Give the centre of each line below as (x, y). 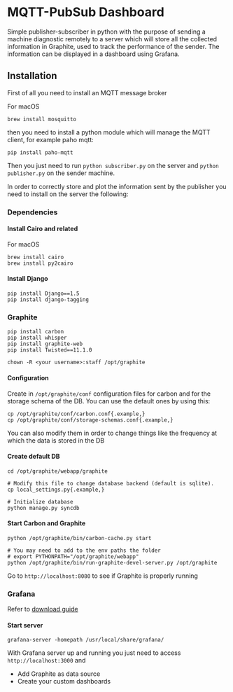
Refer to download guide (43, 609)
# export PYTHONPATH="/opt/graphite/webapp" (73, 556)
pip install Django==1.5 (43, 294)
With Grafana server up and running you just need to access (94, 653)
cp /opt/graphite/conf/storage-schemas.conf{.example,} (90, 420)
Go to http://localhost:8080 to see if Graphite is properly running (103, 576)
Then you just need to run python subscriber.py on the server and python (113, 165)
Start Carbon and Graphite (47, 523)
